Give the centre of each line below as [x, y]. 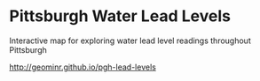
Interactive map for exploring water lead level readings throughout [130, 40]
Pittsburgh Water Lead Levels [120, 16]
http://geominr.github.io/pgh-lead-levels [83, 67]
